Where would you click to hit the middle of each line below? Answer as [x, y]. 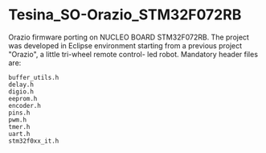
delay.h [21, 85]
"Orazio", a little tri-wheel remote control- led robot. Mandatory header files [133, 54]
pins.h [19, 113]
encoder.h [25, 105]
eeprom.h [23, 98]
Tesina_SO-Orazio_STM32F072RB [125, 15]
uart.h [19, 134]
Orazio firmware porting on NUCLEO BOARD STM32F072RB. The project [129, 37]
